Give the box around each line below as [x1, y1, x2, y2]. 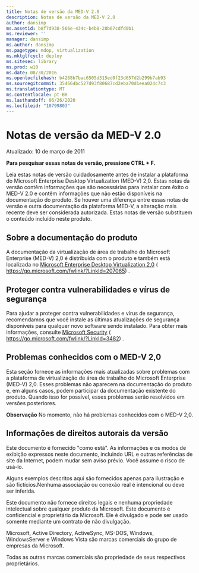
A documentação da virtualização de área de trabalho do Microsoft [6, 248, 170, 256]
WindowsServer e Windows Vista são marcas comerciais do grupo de [6, 536, 177, 543]
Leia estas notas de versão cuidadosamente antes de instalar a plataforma [6, 171, 188, 179]
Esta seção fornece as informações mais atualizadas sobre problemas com [6, 368, 190, 375]
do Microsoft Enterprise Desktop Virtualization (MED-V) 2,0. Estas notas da [6, 177, 190, 184]
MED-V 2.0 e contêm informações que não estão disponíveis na [6, 190, 162, 197]
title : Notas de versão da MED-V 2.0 [6, 8, 100, 15]
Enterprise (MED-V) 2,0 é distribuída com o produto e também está [6, 255, 170, 262]
